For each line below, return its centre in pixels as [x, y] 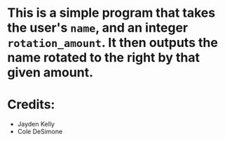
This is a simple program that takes [111, 13]
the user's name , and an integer [98, 28]
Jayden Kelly [36, 124]
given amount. [50, 73]
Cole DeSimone [40, 132]
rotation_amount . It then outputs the [113, 43]
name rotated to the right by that [103, 58]
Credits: [31, 105]
